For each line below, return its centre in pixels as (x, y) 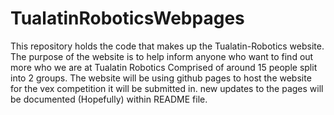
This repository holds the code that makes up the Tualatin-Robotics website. (167, 46)
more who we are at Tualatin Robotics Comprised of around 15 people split (164, 67)
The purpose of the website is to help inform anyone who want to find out (162, 56)
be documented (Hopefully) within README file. (109, 99)
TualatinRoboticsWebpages (127, 18)
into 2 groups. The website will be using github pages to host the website (161, 78)
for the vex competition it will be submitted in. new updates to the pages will (167, 88)
